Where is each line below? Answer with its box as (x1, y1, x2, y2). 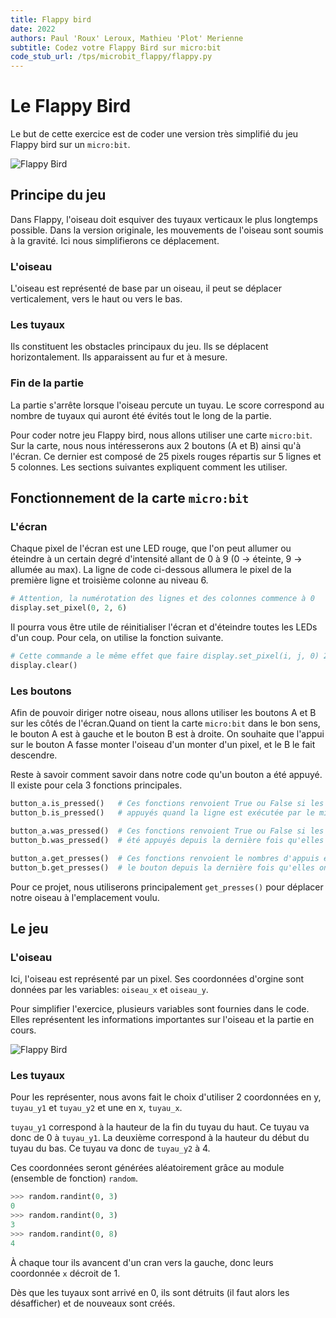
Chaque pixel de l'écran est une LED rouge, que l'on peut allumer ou (10, 542, 292, 555)
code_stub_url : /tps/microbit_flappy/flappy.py (10, 52, 213, 62)
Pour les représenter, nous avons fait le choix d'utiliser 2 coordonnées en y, (10, 1091, 322, 1103)
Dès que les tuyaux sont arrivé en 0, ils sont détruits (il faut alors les (10, 1286, 290, 1298)
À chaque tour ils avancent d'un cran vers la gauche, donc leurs (10, 1256, 274, 1268)
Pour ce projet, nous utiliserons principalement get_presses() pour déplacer (10, 881, 324, 893)
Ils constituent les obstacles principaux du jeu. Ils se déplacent (10, 341, 269, 353)
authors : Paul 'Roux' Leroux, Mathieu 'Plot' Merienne (10, 33, 244, 43)
